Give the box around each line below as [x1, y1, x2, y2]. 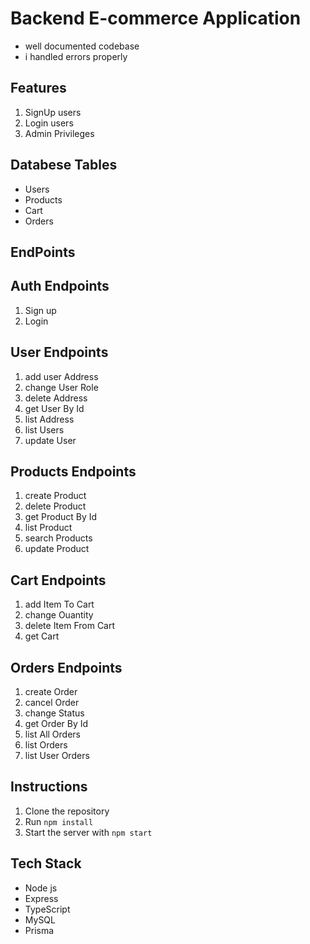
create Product [24, 490, 87, 502]
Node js [24, 882, 58, 894]
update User [24, 434, 77, 446]
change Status [24, 707, 85, 719]
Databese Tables [10, 157, 118, 174]
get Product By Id [24, 511, 98, 523]
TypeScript [24, 903, 71, 915]
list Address [24, 413, 75, 425]
